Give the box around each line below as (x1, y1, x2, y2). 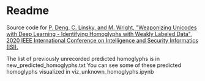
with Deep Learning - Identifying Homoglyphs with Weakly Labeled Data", (6, 30, 192, 37)
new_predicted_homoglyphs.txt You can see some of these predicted (6, 62, 182, 69)
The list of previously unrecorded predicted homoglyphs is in (6, 55, 160, 62)
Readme (6, 4, 50, 18)
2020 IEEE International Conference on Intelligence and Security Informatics (6, 37, 199, 44)
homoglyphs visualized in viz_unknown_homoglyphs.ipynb (6, 68, 154, 75)
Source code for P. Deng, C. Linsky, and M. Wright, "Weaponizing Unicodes (6, 24, 197, 31)
